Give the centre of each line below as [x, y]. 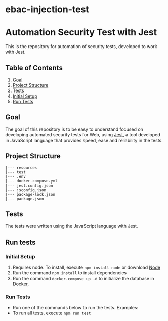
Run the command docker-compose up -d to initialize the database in [83, 279]
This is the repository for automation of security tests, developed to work [81, 47]
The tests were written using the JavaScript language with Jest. [72, 226]
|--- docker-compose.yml [31, 181]
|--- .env [16, 176]
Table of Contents [34, 67]
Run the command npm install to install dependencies [70, 273]
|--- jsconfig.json [26, 190]
